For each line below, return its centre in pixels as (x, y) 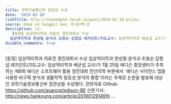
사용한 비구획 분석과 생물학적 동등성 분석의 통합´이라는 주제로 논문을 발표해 (79, 77)
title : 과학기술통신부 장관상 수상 (36, 10)
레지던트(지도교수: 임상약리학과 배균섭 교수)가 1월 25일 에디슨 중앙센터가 (82, 65)
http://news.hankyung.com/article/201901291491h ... (60, 96)
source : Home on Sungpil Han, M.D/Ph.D (48, 24)
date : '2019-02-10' (26, 15)
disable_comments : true (31, 43)
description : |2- (24, 29)
